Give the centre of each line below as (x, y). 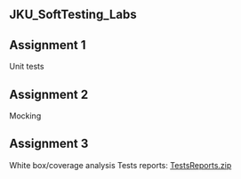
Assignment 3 (49, 144)
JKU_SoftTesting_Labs (73, 15)
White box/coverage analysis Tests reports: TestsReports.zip (120, 165)
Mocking (25, 116)
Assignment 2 (49, 94)
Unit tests (27, 67)
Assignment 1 (48, 45)
